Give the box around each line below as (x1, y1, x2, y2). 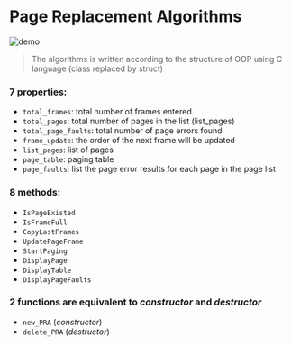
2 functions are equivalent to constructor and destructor (9, 296, 262, 308)
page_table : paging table (22, 154, 114, 165)
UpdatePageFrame (22, 237, 84, 246)
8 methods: (9, 187, 61, 199)
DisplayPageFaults (22, 275, 92, 285)
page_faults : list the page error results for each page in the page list (22, 164, 277, 175)
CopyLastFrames (22, 227, 80, 236)
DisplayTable (22, 266, 72, 275)
